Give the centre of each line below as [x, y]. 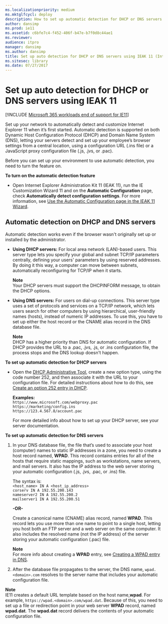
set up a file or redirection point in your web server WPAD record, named [80, 606]
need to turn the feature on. [34, 166]
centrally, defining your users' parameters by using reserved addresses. [87, 260]
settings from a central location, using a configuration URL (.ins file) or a [79, 146]
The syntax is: [27, 481]
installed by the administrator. [36, 239]
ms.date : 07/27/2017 [27, 65]
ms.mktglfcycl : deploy [29, 14]
